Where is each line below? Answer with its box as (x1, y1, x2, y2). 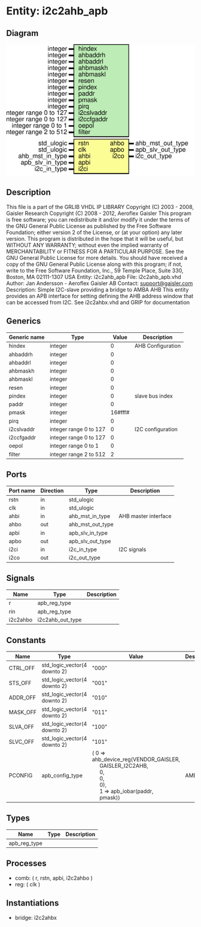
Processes (6, 858, 47, 869)
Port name (8, 487, 36, 495)
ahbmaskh (8, 367, 35, 375)
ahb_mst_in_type (68, 513, 111, 520)
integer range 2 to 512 (50, 450, 106, 458)
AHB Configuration (134, 343, 181, 350)
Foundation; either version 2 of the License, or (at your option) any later (6, 229, 182, 236)
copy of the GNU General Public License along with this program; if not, (6, 260, 183, 268)
